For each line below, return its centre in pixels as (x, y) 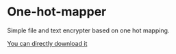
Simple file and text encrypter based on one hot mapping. (88, 30)
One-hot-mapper (57, 12)
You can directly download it (47, 43)
